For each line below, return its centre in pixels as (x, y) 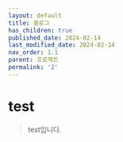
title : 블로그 (29, 23)
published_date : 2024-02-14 (55, 38)
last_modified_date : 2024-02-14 (61, 45)
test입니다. (44, 129)
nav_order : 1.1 (33, 52)
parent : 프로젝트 (34, 60)
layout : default (35, 15)
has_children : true (40, 30)
